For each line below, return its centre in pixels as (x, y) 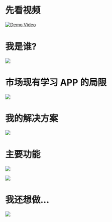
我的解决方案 (32, 119)
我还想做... (27, 200)
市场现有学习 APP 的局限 (56, 82)
